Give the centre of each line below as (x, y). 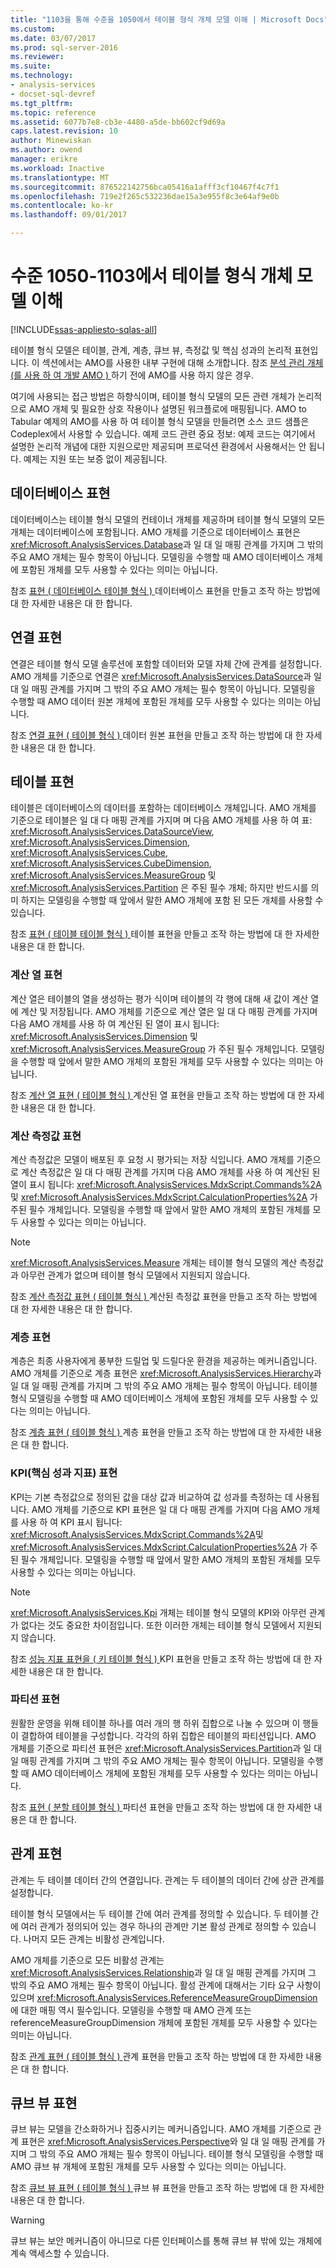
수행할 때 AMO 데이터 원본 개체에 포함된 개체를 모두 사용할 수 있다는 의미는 (156, 701)
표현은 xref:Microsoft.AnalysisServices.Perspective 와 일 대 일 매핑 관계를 (167, 2142)
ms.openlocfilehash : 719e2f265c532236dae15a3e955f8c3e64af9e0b (145, 196)
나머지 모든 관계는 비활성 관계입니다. (94, 1938)
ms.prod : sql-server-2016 (64, 47)
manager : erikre (44, 159)
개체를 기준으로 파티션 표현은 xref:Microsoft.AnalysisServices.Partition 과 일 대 (166, 1748)
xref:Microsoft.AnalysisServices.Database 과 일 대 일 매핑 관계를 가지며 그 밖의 (167, 544)
